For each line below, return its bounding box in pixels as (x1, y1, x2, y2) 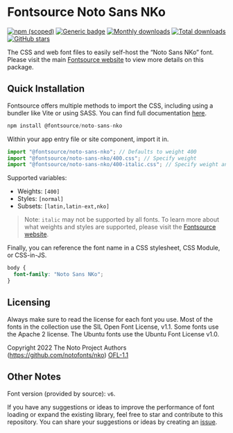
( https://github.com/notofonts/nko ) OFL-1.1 (7, 350, 129, 359)
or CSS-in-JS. (7, 251, 47, 259)
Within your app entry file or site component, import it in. (7, 135, 169, 143)
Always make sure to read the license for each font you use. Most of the (7, 315, 214, 323)
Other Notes (7, 371, 61, 383)
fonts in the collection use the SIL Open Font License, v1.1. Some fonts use (7, 322, 219, 331)
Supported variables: (7, 174, 67, 182)
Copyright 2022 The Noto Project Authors (7, 343, 127, 352)
